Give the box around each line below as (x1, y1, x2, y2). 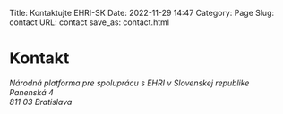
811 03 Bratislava (9, 96, 73, 107)
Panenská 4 (9, 86, 54, 97)
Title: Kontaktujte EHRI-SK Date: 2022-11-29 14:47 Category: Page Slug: (9, 8, 275, 18)
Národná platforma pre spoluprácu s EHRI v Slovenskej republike (9, 77, 250, 88)
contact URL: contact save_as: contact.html (9, 17, 170, 28)
